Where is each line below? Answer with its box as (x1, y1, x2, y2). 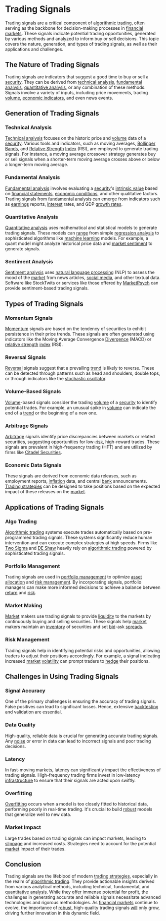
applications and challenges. (5, 46, 63, 52)
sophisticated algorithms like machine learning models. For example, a (5, 235, 148, 241)
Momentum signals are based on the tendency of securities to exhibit (5, 326, 146, 332)
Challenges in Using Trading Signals (5, 673, 119, 681)
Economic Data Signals (5, 461, 62, 468)
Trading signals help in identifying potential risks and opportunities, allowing (5, 647, 160, 653)
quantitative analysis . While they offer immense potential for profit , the (5, 889, 148, 895)
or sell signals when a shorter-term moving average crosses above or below (5, 156, 160, 162)
